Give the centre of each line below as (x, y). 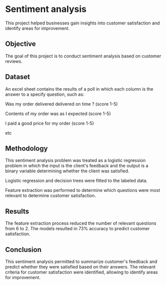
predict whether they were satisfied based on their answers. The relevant (81, 267)
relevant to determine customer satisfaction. (51, 196)
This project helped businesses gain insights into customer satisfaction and (83, 23)
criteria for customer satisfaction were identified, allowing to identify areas (82, 272)
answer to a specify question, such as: (45, 94)
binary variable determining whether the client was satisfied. (67, 171)
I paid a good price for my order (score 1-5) (50, 123)
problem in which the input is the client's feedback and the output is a (77, 166)
